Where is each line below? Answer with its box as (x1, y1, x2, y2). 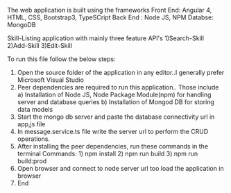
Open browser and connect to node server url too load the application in (17, 165, 224, 172)
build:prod (17, 157, 47, 165)
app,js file (17, 120, 46, 128)
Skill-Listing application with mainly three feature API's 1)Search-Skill (7, 34, 205, 42)
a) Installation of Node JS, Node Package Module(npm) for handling (17, 90, 212, 99)
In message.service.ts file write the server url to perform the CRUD (17, 128, 209, 135)
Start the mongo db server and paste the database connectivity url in (17, 112, 215, 121)
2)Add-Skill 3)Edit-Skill (7, 42, 73, 49)
